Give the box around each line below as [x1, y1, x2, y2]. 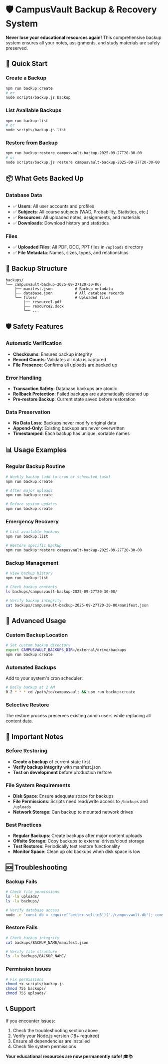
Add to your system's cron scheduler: [5, 675, 83, 681]
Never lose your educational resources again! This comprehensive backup [5, 34, 162, 40]
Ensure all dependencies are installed [12, 1038, 90, 1044]
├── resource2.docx [23, 304, 64, 309]
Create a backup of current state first [12, 759, 90, 765]
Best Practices [5, 822, 42, 829]
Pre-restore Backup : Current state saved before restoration [12, 396, 136, 402]
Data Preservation [5, 409, 50, 416]
